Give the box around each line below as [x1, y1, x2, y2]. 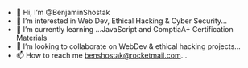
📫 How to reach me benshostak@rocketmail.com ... [15, 50, 188, 60]
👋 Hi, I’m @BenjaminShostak [15, 8, 110, 17]
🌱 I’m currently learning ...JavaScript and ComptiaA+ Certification [15, 25, 234, 34]
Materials [15, 33, 48, 42]
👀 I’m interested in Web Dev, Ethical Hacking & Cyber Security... [15, 16, 228, 26]
